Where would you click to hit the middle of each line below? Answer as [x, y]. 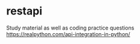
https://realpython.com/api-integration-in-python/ [68, 34]
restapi [24, 11]
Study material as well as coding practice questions [70, 28]
